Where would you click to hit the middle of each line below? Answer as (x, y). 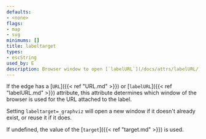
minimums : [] (23, 40)
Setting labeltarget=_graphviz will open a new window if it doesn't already (101, 111)
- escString (21, 58)
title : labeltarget (31, 47)
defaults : (19, 12)
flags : (15, 23)
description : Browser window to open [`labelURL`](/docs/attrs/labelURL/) (104, 69)
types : (15, 52)
